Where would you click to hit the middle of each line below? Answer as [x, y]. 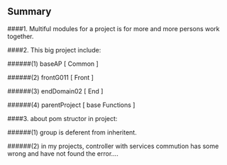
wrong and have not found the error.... [63, 153]
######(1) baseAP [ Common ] [53, 64]
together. [21, 36]
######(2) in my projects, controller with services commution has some [113, 146]
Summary [29, 12]
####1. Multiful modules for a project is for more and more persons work [113, 28]
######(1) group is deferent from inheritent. [72, 132]
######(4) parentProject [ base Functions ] [71, 105]
